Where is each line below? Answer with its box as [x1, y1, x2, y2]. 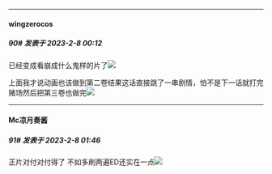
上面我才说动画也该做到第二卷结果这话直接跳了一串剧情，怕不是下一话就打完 [8, 78, 264, 87]
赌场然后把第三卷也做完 [8, 87, 87, 97]
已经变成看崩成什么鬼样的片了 [8, 60, 108, 70]
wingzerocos [8, 19, 53, 28]
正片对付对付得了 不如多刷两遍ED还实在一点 [8, 157, 155, 167]
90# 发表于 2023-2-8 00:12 [8, 38, 103, 49]
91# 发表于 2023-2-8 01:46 [8, 135, 101, 145]
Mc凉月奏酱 [8, 115, 49, 125]
